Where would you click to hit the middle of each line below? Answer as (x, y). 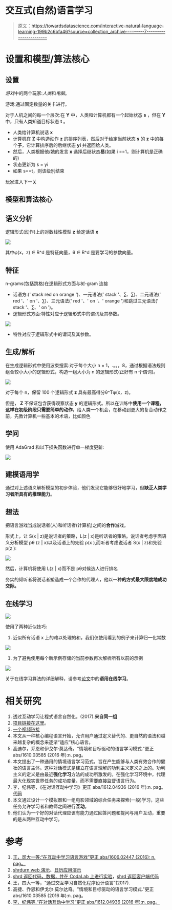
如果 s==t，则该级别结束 (39, 170)
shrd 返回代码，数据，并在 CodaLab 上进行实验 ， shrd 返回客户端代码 (86, 876)
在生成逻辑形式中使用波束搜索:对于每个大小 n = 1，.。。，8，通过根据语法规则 (85, 365)
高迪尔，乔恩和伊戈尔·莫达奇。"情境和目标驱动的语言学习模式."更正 (83, 748)
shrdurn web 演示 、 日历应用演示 (47, 870)
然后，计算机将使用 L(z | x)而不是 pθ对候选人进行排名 (62, 568)
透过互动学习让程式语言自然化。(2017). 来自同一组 (65, 716)
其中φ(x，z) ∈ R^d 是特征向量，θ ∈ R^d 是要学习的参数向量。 (70, 253)
